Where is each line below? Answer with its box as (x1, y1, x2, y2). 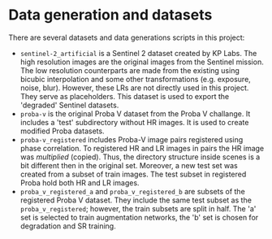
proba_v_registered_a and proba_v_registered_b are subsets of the (19, 186, 245, 196)
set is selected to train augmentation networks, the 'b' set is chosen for (19, 212, 259, 222)
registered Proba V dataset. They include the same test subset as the (19, 195, 252, 205)
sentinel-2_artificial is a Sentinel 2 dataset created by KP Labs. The (19, 48, 257, 58)
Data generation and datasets (8, 6, 213, 24)
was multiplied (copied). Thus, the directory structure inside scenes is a (19, 152, 261, 162)
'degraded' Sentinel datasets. (19, 100, 119, 110)
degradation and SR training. (19, 221, 116, 231)
